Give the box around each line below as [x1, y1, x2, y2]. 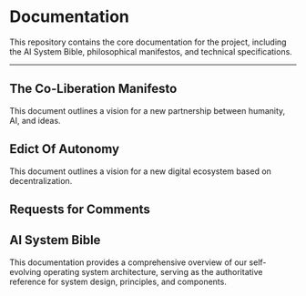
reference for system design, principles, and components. [9, 276, 228, 287]
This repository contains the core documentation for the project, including [9, 36, 287, 47]
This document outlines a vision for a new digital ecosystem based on [9, 166, 271, 177]
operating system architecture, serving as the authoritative [43, 266, 263, 277]
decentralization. [9, 175, 73, 186]
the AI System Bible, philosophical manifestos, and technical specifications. [9, 46, 293, 56]
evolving [9, 266, 42, 277]
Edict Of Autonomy [9, 141, 120, 157]
